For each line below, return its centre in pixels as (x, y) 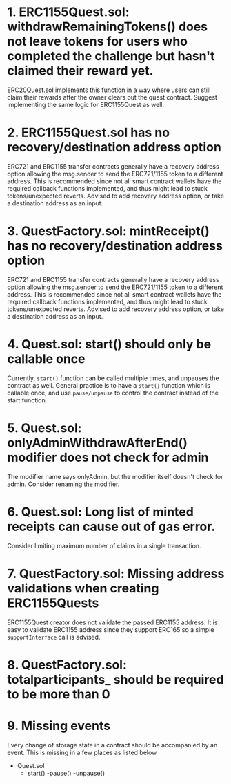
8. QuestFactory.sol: (67, 665)
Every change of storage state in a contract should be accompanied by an (112, 745)
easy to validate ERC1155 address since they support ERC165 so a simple (111, 629)
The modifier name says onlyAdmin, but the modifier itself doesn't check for (115, 476)
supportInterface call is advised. (54, 637)
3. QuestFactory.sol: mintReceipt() (109, 231)
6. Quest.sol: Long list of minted (101, 512)
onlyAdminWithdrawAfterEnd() (98, 442)
